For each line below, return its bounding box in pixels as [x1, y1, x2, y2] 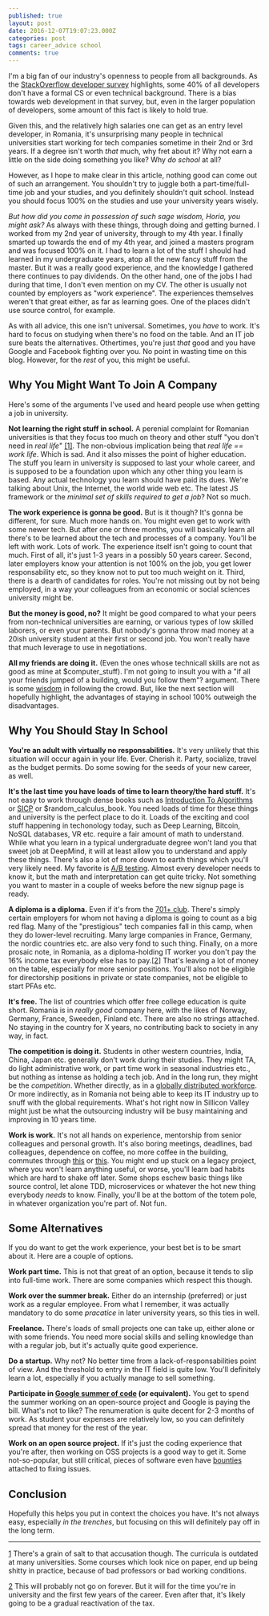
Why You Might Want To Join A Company [8, 378, 218, 392]
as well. [8, 771, 34, 780]
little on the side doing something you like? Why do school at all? [8, 155, 222, 165]
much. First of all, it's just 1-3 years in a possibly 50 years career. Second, [8, 550, 252, 560]
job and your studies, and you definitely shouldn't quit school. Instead [24, 188, 255, 197]
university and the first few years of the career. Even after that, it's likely [8, 1590, 246, 1600]
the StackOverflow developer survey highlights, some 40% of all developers [8, 79, 260, 89]
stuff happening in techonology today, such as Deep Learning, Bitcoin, [8, 820, 241, 830]
